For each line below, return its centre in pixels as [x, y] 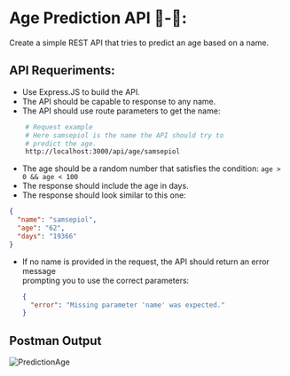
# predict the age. [61, 144]
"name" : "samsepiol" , [57, 220]
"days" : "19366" [47, 236]
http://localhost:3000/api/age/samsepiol [102, 152]
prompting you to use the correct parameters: [106, 280]
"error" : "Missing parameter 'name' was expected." [128, 305]
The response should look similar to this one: [104, 195]
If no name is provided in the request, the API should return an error [146, 262]
